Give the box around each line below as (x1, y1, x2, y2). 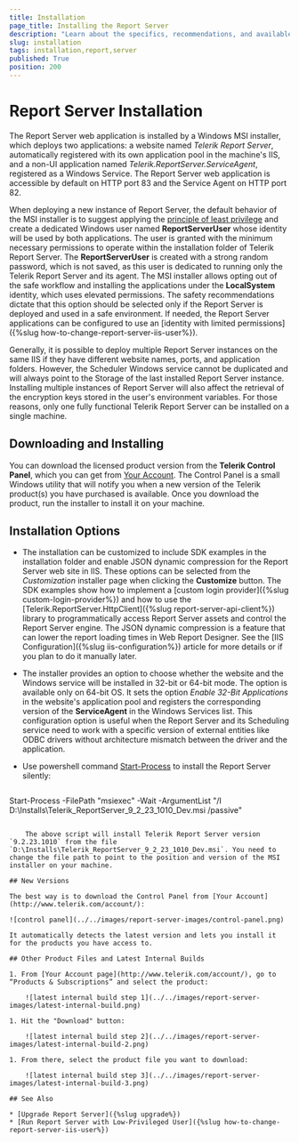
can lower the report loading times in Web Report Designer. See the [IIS (21, 632, 285, 643)
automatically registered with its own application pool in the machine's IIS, (9, 149, 280, 160)
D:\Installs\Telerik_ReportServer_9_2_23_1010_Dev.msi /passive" (9, 805, 243, 816)
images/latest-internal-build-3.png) (9, 1079, 149, 1088)
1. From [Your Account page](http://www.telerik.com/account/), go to (9, 970, 277, 979)
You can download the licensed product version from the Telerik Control (9, 460, 276, 471)
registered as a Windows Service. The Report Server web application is (9, 168, 271, 179)
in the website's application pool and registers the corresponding (21, 696, 261, 707)
